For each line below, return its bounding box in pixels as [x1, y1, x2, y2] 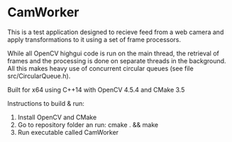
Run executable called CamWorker [17, 128, 119, 136]
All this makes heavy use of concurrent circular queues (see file [7, 64, 194, 72]
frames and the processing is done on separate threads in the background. [7, 56, 226, 65]
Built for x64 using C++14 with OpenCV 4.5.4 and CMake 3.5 [7, 85, 185, 94]
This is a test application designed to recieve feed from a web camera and [7, 28, 224, 36]
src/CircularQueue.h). [7, 72, 71, 80]
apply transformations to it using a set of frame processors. [7, 35, 182, 43]
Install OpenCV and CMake [17, 113, 97, 121]
